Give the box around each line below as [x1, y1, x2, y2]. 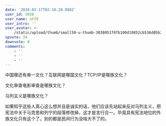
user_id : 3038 [5, 12, 35, 17]
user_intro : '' [5, 21, 37, 26]
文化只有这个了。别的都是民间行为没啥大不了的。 [9, 116, 109, 122]
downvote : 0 [5, 40, 30, 44]
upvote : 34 [5, 35, 28, 40]
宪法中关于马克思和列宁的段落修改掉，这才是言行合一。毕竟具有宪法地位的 [5, 110, 157, 116]
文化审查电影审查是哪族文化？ [5, 83, 66, 88]
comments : [5, 44, 26, 49]
